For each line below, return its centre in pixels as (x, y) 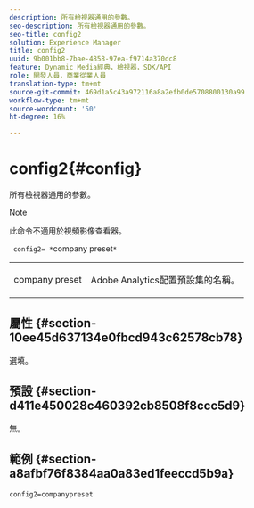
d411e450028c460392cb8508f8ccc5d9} (127, 406)
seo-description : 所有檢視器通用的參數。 (80, 26)
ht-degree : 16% (37, 117)
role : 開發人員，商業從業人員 (58, 76)
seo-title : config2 (45, 34)
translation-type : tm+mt (55, 84)
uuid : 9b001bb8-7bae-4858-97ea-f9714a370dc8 (93, 59)
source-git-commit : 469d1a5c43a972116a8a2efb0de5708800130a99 (127, 92)
